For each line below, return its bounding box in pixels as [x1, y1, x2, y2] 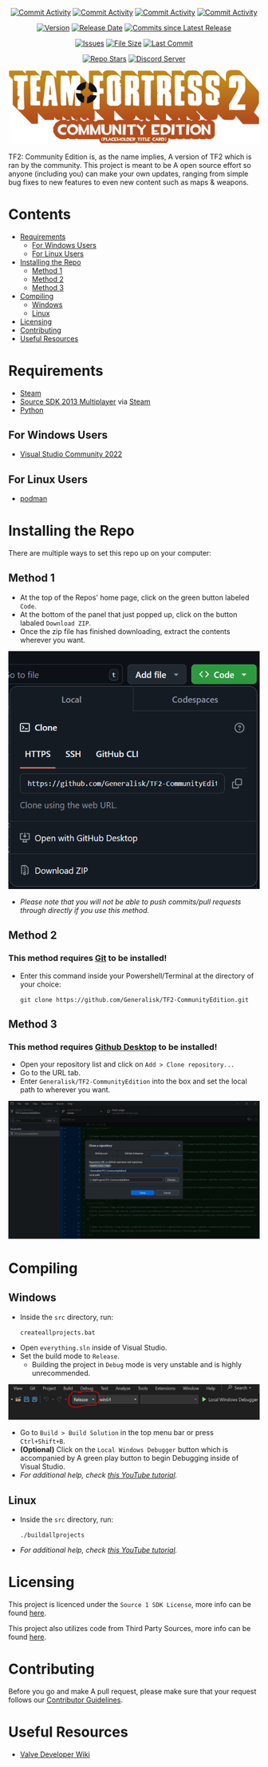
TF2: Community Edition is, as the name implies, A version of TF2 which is [8, 152, 252, 162]
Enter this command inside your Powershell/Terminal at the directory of [19, 971, 254, 980]
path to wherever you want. [19, 1085, 111, 1095]
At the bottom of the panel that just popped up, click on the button [19, 609, 238, 619]
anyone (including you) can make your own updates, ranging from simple [8, 169, 249, 178]
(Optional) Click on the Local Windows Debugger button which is [19, 1445, 229, 1454]
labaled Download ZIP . [19, 618, 92, 628]
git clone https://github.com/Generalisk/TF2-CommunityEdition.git [19, 995, 249, 1003]
